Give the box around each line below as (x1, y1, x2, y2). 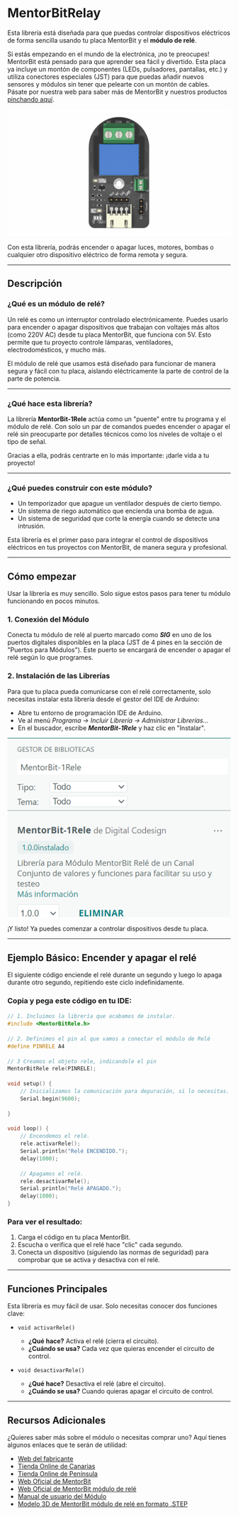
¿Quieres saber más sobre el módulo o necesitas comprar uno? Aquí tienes (7, 1433, 227, 1441)
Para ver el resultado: (7, 1217, 83, 1227)
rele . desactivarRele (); (20, 1178, 91, 1185)
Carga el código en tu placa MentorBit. (17, 1233, 131, 1242)
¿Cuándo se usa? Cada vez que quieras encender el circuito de (28, 1345, 215, 1353)
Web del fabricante (17, 1454, 74, 1462)
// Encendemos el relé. (20, 1133, 91, 1140)
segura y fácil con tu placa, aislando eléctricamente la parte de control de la (7, 366, 229, 375)
